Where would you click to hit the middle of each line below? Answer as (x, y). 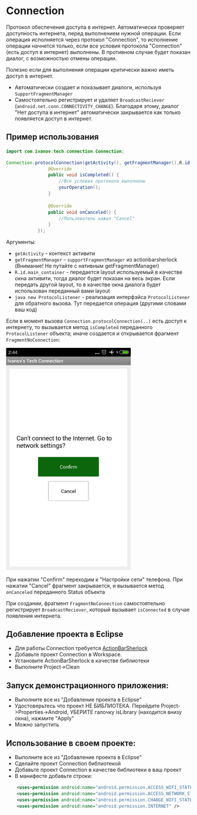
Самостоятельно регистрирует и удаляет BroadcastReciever (89, 100)
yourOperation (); (79, 187)
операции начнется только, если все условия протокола (77, 46)
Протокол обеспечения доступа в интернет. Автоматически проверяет (95, 27)
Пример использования (52, 137)
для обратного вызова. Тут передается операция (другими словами (100, 303)
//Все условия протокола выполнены (102, 181)
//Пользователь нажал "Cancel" (96, 219)
